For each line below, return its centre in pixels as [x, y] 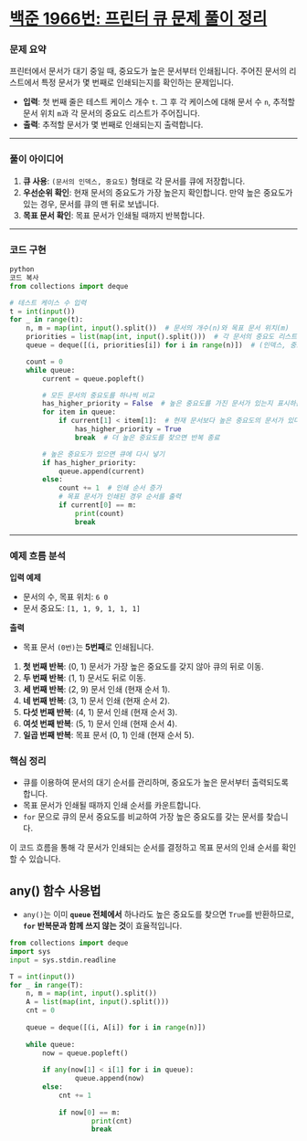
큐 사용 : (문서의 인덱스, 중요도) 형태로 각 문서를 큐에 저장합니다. [134, 181]
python [22, 269]
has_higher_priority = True [128, 429]
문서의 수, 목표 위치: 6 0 [65, 597]
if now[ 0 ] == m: [89, 1112]
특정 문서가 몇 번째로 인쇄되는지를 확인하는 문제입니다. [138, 82]
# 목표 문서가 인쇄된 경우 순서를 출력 [120, 497]
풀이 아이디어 [37, 159]
